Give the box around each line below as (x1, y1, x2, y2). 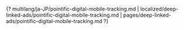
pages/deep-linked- (123, 12, 172, 18)
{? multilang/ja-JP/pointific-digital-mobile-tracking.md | (6, 6, 139, 12)
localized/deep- (140, 6, 179, 12)
